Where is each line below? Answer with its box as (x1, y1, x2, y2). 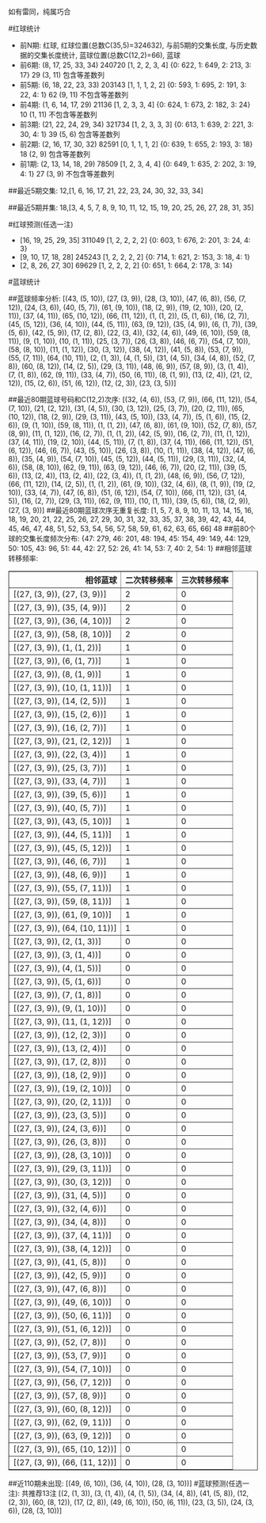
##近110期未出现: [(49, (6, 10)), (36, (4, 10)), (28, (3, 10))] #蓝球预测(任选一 (8, 1479, 249, 1488)
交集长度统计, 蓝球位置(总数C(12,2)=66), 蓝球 (33, 51, 180, 59)
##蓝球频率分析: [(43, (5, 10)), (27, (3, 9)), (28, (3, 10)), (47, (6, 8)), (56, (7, (8, 294, 247, 303)
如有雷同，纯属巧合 (8, 7, 71, 16)
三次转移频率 (180, 575, 230, 586)
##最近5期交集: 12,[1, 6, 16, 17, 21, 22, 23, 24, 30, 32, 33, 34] (8, 186, 203, 196)
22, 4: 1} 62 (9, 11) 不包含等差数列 (19, 90, 129, 99)
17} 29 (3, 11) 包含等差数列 (19, 70, 105, 79)
